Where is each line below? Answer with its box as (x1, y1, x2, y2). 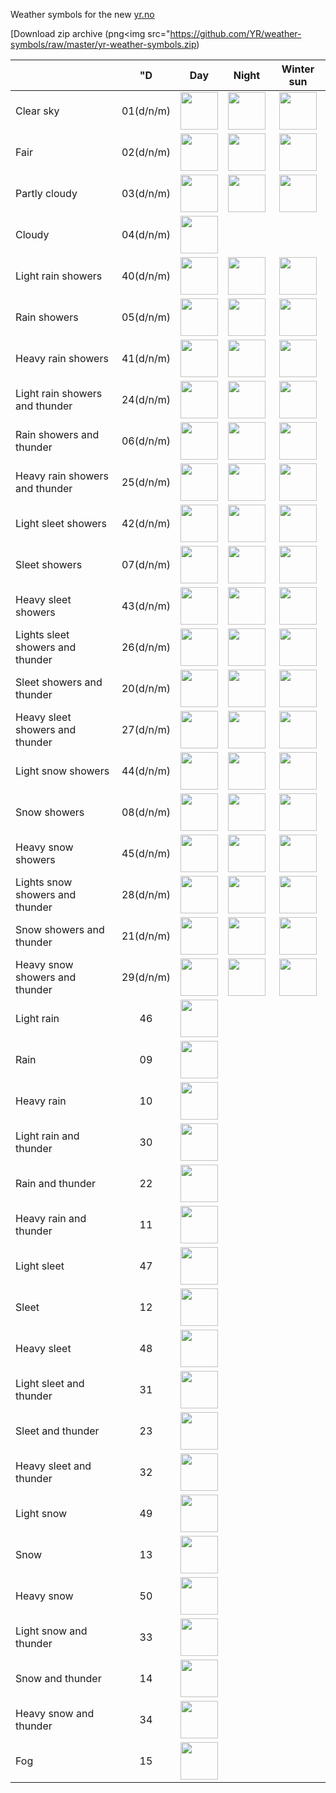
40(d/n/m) (121, 269, 171, 283)
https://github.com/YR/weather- (169, 28, 302, 39)
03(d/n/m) (121, 187, 171, 200)
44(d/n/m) (121, 764, 171, 778)
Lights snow (15, 875, 73, 889)
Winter (281, 62, 315, 76)
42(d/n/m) (121, 517, 171, 530)
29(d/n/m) (121, 970, 171, 984)
